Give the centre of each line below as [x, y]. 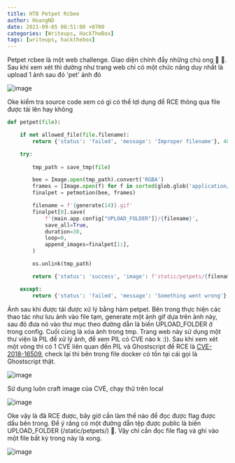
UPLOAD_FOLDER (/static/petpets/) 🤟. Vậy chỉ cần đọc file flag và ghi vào [113, 430]
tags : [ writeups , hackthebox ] [51, 40]
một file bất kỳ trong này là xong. [55, 438]
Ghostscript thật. [31, 361]
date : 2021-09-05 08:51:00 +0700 [56, 27]
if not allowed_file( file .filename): [75, 135]
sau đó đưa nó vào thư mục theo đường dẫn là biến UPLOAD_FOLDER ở [110, 324]
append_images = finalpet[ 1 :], [87, 245]
